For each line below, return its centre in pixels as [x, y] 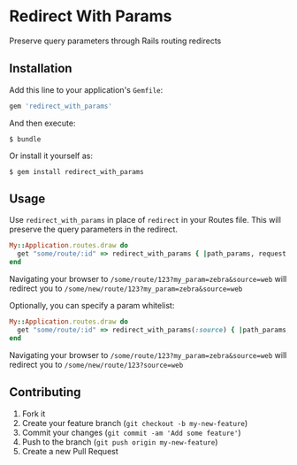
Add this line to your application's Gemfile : [86, 89]
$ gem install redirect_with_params [76, 172]
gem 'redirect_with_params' [61, 106]
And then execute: [42, 123]
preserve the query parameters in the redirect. [94, 229]
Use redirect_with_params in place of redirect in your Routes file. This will [145, 220]
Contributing [45, 392]
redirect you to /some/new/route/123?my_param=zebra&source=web [126, 288]
